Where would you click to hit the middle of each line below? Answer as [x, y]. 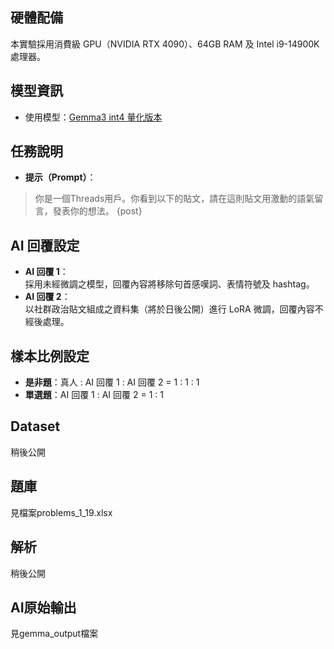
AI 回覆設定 [45, 245]
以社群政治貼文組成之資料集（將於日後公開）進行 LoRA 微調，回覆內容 [169, 309]
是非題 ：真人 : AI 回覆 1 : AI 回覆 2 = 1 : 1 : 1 [112, 382]
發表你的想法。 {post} [97, 211]
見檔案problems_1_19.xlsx [61, 512]
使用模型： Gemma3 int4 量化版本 [93, 117]
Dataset [35, 426]
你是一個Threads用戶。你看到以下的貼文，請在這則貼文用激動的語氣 [174, 199]
